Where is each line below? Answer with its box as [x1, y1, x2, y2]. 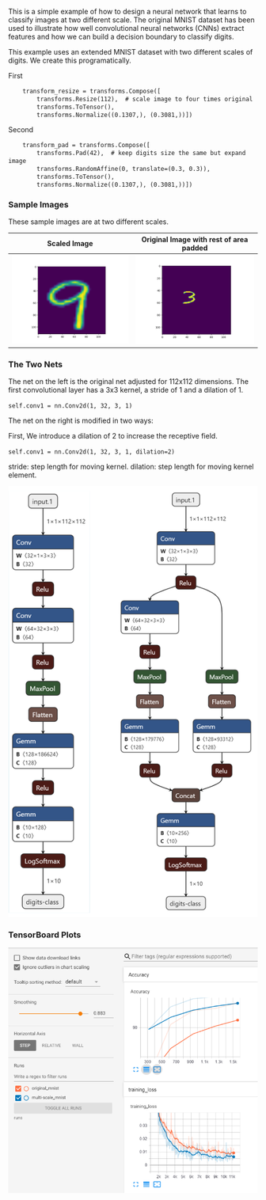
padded [181, 243, 208, 253]
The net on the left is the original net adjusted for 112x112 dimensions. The [8, 377, 249, 386]
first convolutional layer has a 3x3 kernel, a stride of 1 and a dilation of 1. [8, 385, 244, 395]
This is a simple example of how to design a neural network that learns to [8, 7, 247, 16]
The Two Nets [8, 359, 63, 370]
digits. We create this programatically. [8, 55, 132, 65]
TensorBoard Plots [8, 929, 82, 940]
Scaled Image [47, 239, 93, 249]
